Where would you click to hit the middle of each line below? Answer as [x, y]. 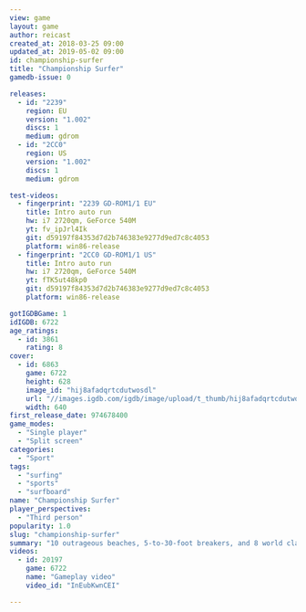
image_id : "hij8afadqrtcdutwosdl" [91, 390]
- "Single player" [53, 433]
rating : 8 [45, 348]
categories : [32, 449]
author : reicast [40, 35]
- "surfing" [41, 475]
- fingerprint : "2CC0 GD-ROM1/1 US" [87, 255]
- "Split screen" [51, 441]
